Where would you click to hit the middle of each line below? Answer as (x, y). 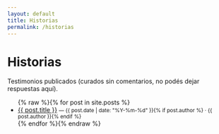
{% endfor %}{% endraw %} (59, 123)
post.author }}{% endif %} (49, 117)
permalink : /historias (41, 27)
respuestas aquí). (33, 89)
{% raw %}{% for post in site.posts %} (74, 102)
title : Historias (33, 20)
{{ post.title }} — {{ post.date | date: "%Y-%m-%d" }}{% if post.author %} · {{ (115, 110)
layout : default (31, 14)
